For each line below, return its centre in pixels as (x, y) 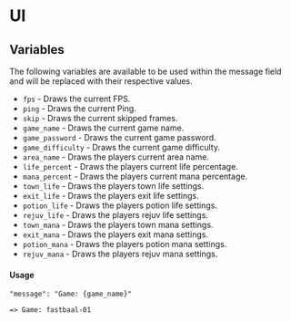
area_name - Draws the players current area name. (115, 157)
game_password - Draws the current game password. (119, 137)
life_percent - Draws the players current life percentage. (130, 166)
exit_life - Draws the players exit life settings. (110, 196)
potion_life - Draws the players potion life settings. (120, 205)
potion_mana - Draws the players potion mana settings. (125, 244)
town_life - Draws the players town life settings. (113, 186)
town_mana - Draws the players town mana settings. (118, 225)
